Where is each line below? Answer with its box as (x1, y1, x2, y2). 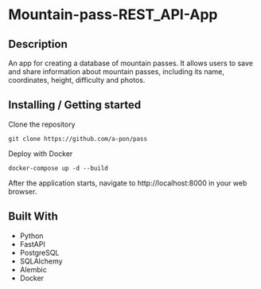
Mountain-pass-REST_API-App (8, 6, 218, 24)
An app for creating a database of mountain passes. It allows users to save (8, 58, 253, 68)
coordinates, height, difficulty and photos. (8, 76, 146, 84)
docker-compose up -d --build (8, 164, 109, 172)
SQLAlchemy (19, 256, 63, 266)
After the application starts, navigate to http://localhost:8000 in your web (8, 178, 247, 188)
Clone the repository (8, 119, 76, 129)
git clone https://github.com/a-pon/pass (8, 135, 148, 143)
